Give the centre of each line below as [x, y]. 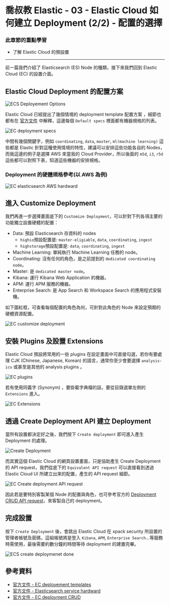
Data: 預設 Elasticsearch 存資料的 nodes [54, 233]
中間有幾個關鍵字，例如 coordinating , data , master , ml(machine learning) [82, 141]
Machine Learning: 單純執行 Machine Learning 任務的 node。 [76, 252]
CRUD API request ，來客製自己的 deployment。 [55, 501]
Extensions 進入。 [24, 394]
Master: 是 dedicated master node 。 [50, 271]
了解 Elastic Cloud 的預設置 [41, 52]
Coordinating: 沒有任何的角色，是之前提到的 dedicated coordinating [84, 259]
